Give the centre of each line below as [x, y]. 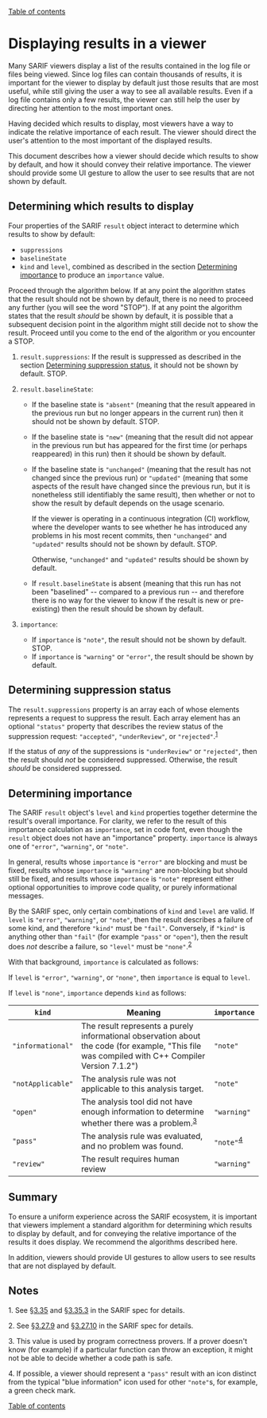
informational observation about [141, 1035]
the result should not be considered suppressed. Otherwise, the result [123, 760]
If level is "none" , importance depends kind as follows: [97, 992]
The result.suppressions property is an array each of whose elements [124, 709]
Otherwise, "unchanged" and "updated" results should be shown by [140, 559]
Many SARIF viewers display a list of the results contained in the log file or [130, 65]
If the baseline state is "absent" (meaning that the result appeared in [143, 404]
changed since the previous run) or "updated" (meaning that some [140, 477]
